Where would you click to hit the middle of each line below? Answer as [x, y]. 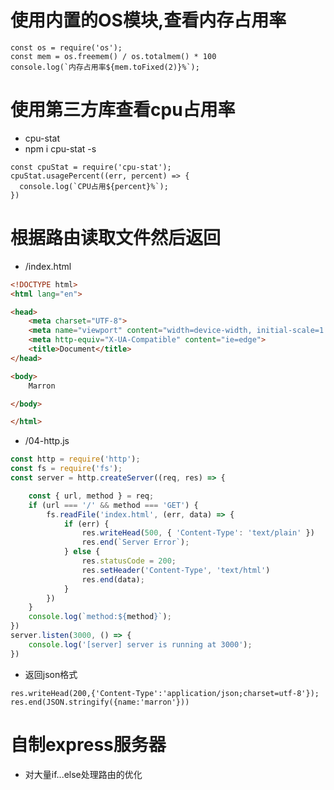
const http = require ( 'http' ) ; [75, 459]
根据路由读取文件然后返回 [116, 238]
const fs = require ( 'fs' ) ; [66, 469]
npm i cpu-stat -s [60, 148]
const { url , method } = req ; [91, 496]
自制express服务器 [88, 744]
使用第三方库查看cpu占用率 [123, 110]
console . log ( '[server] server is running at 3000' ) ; [140, 644]
